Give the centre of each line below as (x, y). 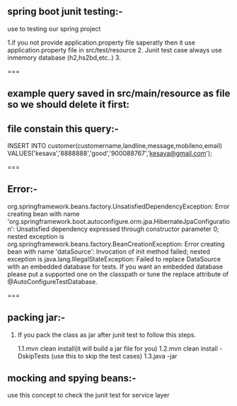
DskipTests (34, 356)
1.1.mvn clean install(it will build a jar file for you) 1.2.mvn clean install (117, 348)
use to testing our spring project (54, 28)
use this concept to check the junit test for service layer (88, 395)
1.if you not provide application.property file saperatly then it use (102, 43)
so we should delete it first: (68, 105)
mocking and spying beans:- (72, 378)
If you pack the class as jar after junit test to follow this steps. (107, 334)
